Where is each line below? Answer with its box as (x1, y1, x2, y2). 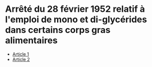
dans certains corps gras (5, 25, 111, 35)
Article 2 (12, 56, 30, 62)
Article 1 (12, 51, 29, 57)
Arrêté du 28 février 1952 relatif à (5, 3, 145, 15)
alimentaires (5, 35, 58, 46)
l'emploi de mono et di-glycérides (5, 14, 148, 25)
